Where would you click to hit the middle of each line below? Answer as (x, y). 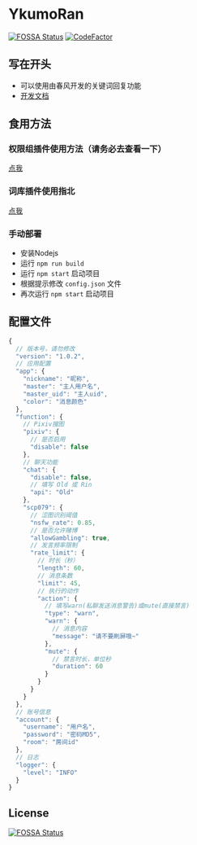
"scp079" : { (43, 508)
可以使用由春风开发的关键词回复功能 (81, 85)
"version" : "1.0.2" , (50, 356)
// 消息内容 (69, 629)
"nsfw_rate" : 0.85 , (62, 523)
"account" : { (38, 720)
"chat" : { (40, 470)
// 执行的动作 (58, 591)
